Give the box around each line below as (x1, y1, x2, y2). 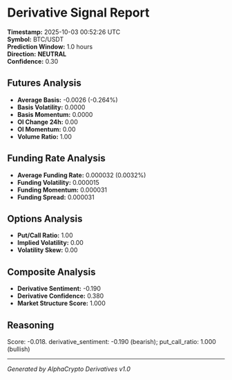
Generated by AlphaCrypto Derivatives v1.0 (7, 365, 131, 373)
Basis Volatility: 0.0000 (17, 102, 86, 111)
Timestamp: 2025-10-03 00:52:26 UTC (7, 28, 121, 36)
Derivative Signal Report (7, 5, 150, 21)
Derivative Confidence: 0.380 (17, 292, 104, 300)
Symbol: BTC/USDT (7, 35, 64, 43)
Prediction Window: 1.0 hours (7, 42, 93, 51)
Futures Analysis (7, 78, 81, 89)
